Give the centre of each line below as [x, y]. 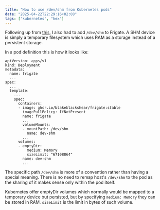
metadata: [15, 70]
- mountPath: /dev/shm [45, 129]
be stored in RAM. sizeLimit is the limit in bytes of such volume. [69, 202]
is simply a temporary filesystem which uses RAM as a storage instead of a [80, 37]
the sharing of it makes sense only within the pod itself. [60, 182]
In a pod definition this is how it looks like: [47, 52]
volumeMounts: [37, 125]
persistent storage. [24, 43]
